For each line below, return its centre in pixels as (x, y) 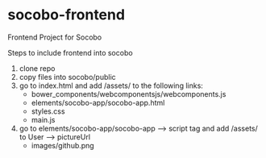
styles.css (48, 111)
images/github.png (62, 145)
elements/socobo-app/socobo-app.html (98, 102)
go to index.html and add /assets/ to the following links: (111, 85)
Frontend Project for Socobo (55, 37)
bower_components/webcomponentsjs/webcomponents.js (129, 94)
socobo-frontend (66, 15)
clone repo (37, 68)
